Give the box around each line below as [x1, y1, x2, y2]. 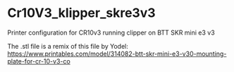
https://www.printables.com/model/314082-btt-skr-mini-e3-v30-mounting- [7, 49, 227, 58]
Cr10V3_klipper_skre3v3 [7, 5, 156, 21]
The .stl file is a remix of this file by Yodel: [7, 42, 128, 50]
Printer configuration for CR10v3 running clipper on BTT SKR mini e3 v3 [7, 28, 215, 37]
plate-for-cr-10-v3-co [7, 56, 70, 65]
